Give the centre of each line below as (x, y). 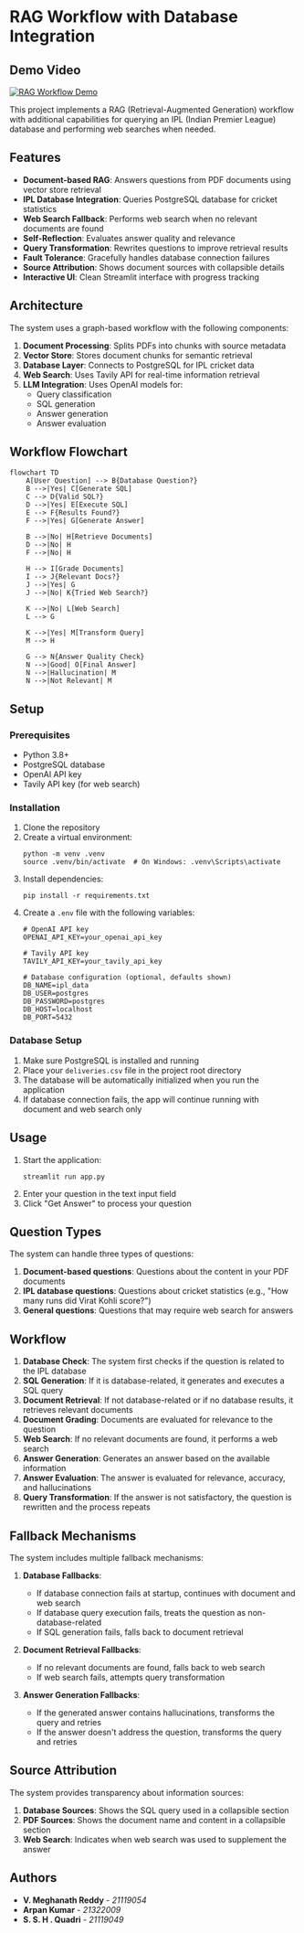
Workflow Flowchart (68, 452)
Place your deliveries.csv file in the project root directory (132, 1070)
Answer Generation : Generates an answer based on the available (147, 1458)
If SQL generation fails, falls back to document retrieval (140, 1632)
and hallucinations (57, 1488)
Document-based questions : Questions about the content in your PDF (156, 1272)
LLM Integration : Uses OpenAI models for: (103, 384)
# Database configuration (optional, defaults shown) (127, 977)
